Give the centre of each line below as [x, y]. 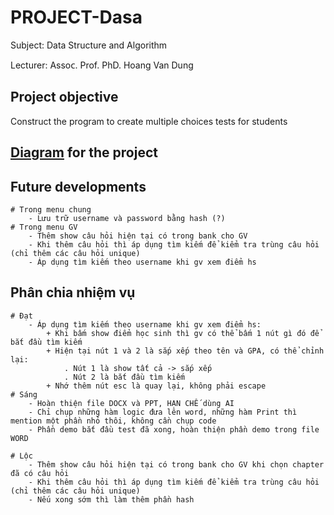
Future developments [78, 186]
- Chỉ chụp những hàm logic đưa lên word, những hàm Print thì [163, 412]
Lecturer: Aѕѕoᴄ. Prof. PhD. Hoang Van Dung [102, 65]
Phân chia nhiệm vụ [73, 292]
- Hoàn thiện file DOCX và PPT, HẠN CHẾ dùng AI [131, 403]
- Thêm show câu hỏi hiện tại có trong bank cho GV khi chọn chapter [176, 464]
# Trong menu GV [44, 227]
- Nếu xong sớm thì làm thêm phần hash [111, 499]
